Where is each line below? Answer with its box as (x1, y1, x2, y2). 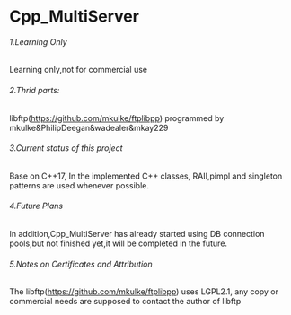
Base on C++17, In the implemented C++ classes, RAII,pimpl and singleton (9, 171, 283, 181)
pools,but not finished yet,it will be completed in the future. (9, 238, 227, 249)
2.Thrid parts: (9, 84, 60, 95)
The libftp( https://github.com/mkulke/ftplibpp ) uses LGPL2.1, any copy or (9, 286, 279, 297)
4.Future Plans (9, 200, 64, 212)
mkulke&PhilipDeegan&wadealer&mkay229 (9, 122, 169, 133)
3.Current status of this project (9, 143, 123, 153)
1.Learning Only (9, 36, 67, 47)
